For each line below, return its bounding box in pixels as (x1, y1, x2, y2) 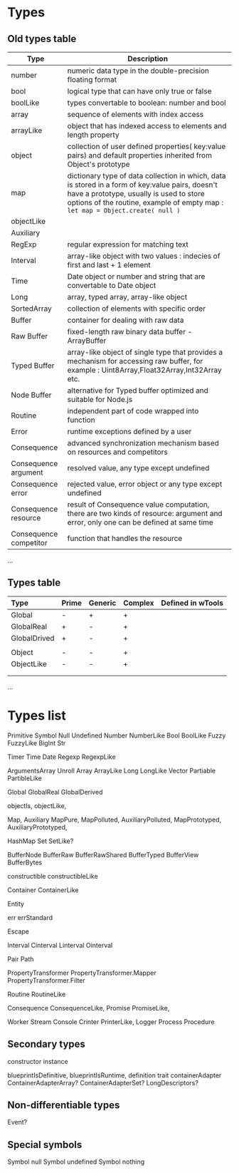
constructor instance (7, 1057, 69, 1065)
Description (127, 54, 169, 63)
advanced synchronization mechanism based (67, 438, 219, 448)
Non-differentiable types (7, 1099, 120, 1111)
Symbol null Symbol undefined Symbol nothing (7, 1157, 145, 1166)
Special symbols (7, 1138, 83, 1151)
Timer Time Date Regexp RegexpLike (7, 753, 116, 761)
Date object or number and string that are (67, 272, 206, 281)
